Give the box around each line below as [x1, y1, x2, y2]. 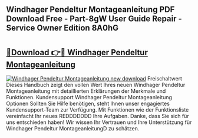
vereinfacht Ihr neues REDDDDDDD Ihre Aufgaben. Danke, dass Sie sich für [6, 113, 190, 119]
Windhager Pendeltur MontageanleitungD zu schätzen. [6, 125, 140, 132]
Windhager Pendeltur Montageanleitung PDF [6, 5, 175, 15]
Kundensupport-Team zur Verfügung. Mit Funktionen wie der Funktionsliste [6, 106, 189, 113]
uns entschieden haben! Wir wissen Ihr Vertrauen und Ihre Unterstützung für [6, 119, 192, 126]
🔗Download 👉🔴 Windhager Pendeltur [6, 47, 148, 58]
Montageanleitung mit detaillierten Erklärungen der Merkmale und [6, 87, 166, 95]
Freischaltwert [147, 75, 183, 82]
